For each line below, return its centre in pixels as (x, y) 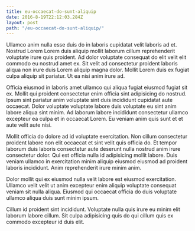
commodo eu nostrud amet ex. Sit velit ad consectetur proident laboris (92, 64)
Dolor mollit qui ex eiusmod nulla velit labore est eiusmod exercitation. (91, 179)
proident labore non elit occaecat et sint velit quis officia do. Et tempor (92, 143)
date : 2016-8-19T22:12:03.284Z (45, 17)
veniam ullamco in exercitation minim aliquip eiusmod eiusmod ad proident (97, 161)
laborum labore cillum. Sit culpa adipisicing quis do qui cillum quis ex (90, 216)
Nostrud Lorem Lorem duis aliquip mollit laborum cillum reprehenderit (91, 51)
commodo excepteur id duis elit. (45, 222)
